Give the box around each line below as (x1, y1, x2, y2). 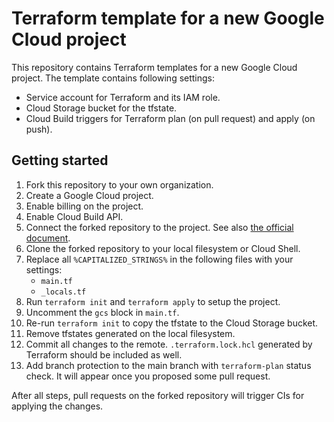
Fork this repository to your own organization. (25, 178, 214, 191)
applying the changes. (11, 400, 104, 412)
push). (25, 123, 53, 135)
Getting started (11, 152, 109, 169)
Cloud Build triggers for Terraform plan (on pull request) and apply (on (25, 112, 316, 124)
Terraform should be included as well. (25, 348, 183, 361)
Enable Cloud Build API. (25, 210, 124, 222)
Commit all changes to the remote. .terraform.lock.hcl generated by (25, 338, 313, 350)
